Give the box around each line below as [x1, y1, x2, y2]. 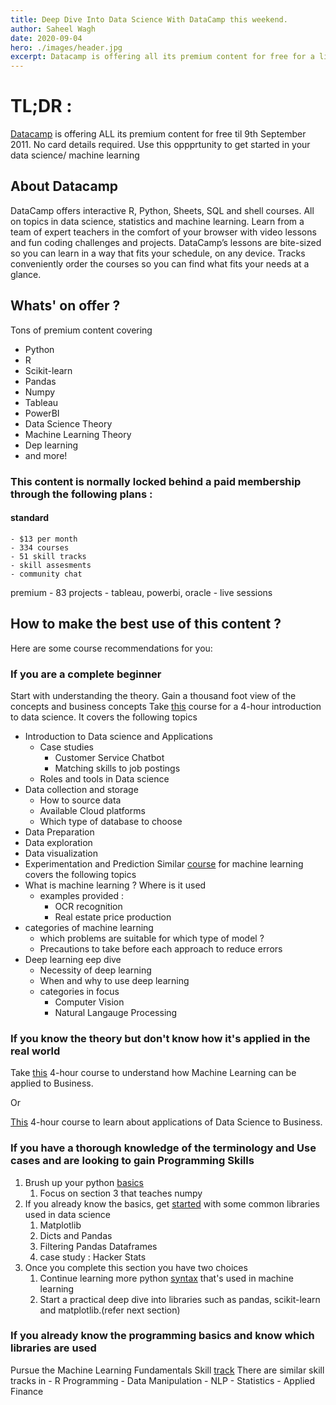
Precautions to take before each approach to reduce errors [39, 942, 283, 955]
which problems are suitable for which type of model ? [39, 932, 265, 944]
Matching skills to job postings [54, 762, 181, 774]
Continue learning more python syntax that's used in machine [39, 1272, 294, 1284]
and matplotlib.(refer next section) [39, 1304, 181, 1316]
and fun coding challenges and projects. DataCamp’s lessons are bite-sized [10, 236, 322, 248]
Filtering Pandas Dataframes [39, 1240, 158, 1252]
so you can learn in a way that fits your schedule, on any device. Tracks [10, 247, 306, 259]
